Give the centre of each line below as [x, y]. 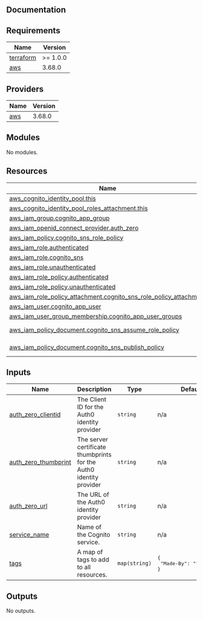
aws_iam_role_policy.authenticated [59, 277]
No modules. [22, 152]
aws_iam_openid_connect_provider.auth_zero [74, 228]
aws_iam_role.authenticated [49, 247]
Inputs [19, 373]
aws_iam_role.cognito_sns [47, 257]
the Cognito [94, 535]
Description [94, 389]
